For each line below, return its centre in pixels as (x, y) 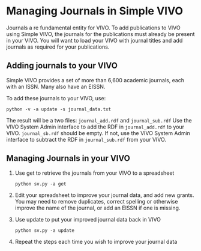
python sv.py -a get (40, 184)
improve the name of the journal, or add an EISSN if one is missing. (97, 208)
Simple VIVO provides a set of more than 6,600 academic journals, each (95, 80)
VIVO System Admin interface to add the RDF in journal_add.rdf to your (95, 127)
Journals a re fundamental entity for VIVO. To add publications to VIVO (94, 28)
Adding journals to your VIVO (62, 66)
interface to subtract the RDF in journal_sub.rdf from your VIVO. (86, 139)
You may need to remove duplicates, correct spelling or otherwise (96, 201)
